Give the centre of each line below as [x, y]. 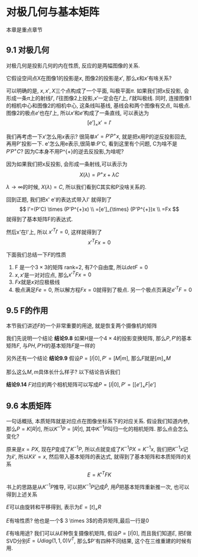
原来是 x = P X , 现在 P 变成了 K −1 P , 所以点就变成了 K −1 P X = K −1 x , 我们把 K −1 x [95, 449]
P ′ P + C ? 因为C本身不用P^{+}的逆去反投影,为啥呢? [65, 151]
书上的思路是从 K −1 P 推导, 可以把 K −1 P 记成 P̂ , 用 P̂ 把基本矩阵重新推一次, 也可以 [98, 486]
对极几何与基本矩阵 [53, 12]
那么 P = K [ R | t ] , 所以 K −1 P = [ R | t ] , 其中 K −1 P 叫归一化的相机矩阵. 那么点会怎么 [97, 429]
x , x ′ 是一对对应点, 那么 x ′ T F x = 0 [53, 274]
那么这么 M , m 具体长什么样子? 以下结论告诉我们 [63, 372]
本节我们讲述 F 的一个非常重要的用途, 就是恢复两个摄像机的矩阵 [82, 326]
